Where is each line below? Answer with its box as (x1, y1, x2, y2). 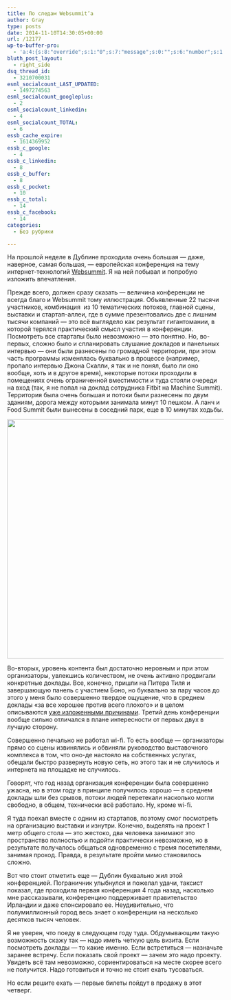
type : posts (7, 23, 41, 30)
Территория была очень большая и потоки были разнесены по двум (7, 391, 208, 399)
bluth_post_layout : (7, 55, 63, 62)
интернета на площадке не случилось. (7, 766, 121, 774)
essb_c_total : (7, 196, 48, 203)
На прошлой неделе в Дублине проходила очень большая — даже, (7, 253, 205, 261)
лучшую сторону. (7, 723, 58, 731)
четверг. (7, 986, 32, 994)
